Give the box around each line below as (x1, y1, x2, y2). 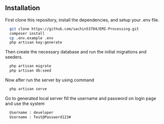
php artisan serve (9, 87, 47, 92)
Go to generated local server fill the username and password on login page (5, 95, 157, 101)
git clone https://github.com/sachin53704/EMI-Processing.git (9, 26, 139, 31)
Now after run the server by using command (5, 77, 94, 83)
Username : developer (9, 110, 54, 115)
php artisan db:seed (9, 68, 51, 73)
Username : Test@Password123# (9, 115, 71, 120)
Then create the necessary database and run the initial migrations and (5, 49, 147, 55)
